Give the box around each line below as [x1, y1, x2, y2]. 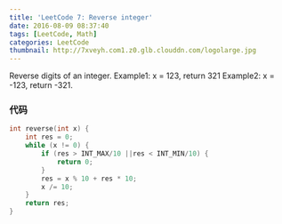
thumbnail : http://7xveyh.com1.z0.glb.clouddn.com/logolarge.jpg [9, 46, 256, 55]
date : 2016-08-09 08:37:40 [9, 21, 109, 30]
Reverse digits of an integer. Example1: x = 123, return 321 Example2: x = [9, 70, 275, 81]
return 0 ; [56, 157, 93, 166]
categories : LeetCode [9, 37, 90, 47]
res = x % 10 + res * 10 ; [41, 174, 138, 183]
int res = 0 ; [25, 132, 74, 142]
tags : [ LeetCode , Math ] [9, 29, 98, 38]
